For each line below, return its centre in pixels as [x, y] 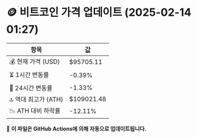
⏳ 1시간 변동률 [29, 74]
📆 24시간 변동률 [31, 88]
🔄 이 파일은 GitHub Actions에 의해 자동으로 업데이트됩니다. [76, 128]
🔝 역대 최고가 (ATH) [36, 99]
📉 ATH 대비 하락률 [35, 111]
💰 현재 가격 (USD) [35, 61]
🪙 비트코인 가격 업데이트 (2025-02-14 [99, 12]
